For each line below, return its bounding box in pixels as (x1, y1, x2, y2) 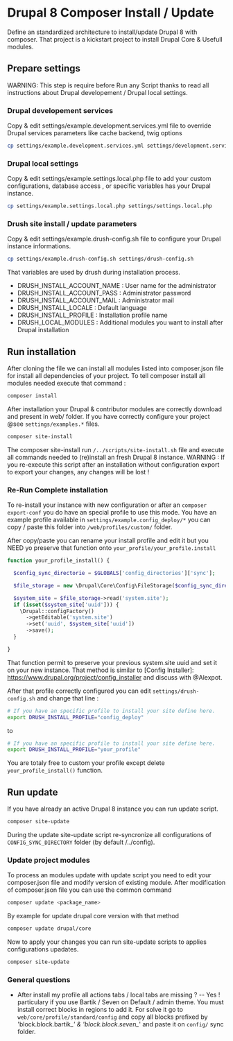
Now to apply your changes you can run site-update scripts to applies (7, 938, 207, 946)
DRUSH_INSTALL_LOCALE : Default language (17, 304, 147, 312)
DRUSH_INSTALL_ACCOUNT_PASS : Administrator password (17, 289, 191, 298)
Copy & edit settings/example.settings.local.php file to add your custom (7, 175, 212, 183)
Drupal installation (17, 326, 69, 334)
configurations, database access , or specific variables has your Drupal (7, 182, 211, 190)
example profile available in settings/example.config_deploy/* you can (7, 515, 211, 524)
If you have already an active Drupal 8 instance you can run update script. (7, 805, 218, 813)
